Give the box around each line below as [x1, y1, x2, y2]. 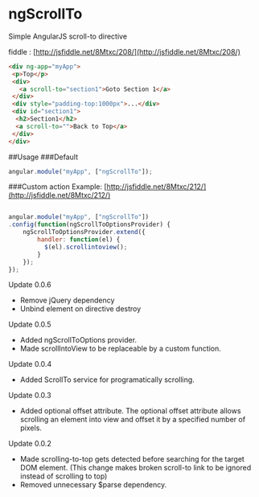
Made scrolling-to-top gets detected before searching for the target [19, 454, 245, 464]
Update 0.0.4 [8, 359, 52, 369]
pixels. [19, 423, 43, 433]
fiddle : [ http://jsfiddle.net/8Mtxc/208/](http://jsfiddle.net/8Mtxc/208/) [8, 47, 241, 56]
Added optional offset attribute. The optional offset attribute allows [19, 406, 241, 416]
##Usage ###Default [8, 152, 79, 162]
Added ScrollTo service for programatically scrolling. [19, 375, 195, 384]
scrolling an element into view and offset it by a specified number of [19, 415, 246, 425]
